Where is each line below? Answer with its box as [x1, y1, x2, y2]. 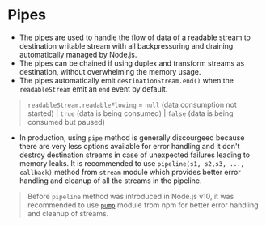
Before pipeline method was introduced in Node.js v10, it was [27, 191, 234, 201]
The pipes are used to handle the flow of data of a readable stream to [19, 32, 251, 42]
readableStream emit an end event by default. [19, 83, 168, 94]
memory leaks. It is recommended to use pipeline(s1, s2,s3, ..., [19, 158, 245, 168]
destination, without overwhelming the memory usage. [19, 66, 201, 76]
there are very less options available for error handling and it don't [19, 141, 240, 151]
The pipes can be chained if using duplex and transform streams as [19, 58, 245, 68]
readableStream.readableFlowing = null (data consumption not [27, 100, 238, 109]
